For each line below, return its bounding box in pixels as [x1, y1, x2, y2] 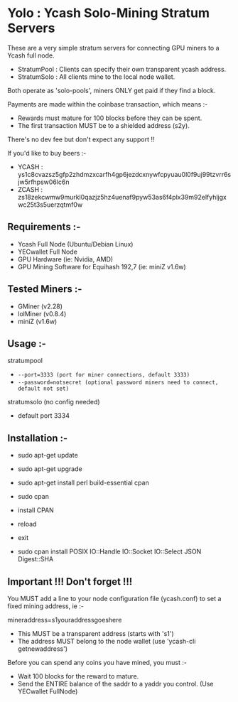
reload [17, 520, 37, 529]
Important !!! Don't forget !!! [7, 576, 133, 588]
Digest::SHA [17, 555, 54, 563]
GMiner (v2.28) [17, 302, 63, 310]
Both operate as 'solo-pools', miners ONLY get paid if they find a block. [7, 86, 216, 94]
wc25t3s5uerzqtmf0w [17, 200, 83, 209]
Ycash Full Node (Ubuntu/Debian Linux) [17, 239, 134, 248]
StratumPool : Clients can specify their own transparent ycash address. [17, 65, 227, 73]
